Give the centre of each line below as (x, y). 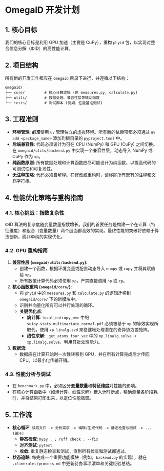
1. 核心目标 (21, 30)
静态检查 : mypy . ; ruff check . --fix (59, 439)
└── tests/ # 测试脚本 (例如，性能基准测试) (54, 103)
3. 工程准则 (22, 119)
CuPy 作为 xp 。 (27, 156)
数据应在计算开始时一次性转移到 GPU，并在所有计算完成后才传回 (84, 354)
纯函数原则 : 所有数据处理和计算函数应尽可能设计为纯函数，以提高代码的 (84, 163)
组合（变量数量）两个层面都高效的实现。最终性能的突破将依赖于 (90, 231)
